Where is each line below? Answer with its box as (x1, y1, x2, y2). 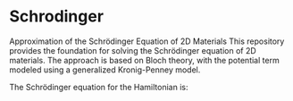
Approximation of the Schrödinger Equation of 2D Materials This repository (9, 36, 285, 46)
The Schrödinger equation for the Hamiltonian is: (9, 81, 188, 92)
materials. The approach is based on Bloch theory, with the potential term (9, 55, 280, 65)
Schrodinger (9, 6, 105, 27)
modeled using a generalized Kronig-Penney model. (9, 64, 201, 75)
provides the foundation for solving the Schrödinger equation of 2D (9, 45, 256, 55)
